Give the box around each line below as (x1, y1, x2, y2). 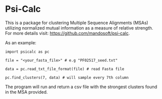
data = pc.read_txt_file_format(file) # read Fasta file (5, 66, 125, 71)
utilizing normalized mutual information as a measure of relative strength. (5, 25, 154, 31)
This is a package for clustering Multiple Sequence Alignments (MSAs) (5, 20, 149, 26)
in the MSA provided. (5, 89, 48, 95)
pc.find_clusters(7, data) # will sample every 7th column (5, 75, 129, 80)
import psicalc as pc (5, 49, 50, 54)
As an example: (5, 39, 36, 45)
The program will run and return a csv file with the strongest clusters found (5, 84, 158, 90)
